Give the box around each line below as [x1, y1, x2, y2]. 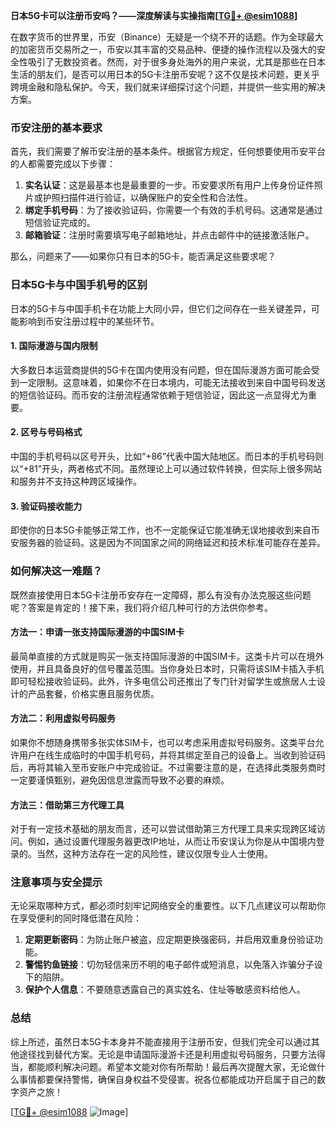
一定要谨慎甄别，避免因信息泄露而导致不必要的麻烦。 [10, 774, 230, 786]
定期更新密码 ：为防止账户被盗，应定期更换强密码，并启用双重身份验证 [24, 934, 315, 946]
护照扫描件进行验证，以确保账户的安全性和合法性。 [42, 192, 253, 204]
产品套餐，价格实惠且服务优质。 [27, 687, 160, 699]
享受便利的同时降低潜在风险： [18, 912, 142, 924]
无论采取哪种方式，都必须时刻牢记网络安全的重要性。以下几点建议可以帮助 [10, 900, 317, 912]
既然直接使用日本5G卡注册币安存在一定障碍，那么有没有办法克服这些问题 [10, 589, 312, 601]
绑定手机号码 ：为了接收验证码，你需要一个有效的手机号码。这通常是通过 [24, 204, 323, 216]
